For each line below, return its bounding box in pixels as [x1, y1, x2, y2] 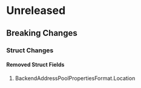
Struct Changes [6, 46, 54, 55]
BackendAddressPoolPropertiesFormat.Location [15, 74, 136, 82]
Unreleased [6, 4, 66, 18]
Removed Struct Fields [6, 61, 65, 69]
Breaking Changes [6, 28, 77, 38]
